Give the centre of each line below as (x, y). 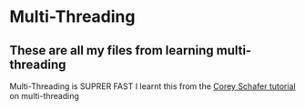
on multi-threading (45, 96)
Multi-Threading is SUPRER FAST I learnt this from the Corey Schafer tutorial (152, 86)
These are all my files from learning (112, 50)
